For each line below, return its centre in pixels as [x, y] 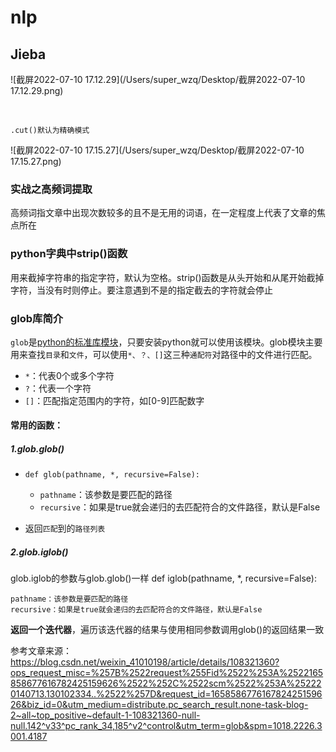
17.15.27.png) [36, 161]
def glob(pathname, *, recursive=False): [112, 475]
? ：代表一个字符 [58, 388]
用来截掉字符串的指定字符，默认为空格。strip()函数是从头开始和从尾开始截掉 [167, 277]
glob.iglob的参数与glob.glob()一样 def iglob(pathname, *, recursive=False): [163, 578]
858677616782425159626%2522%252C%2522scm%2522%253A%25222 [166, 683]
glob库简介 [37, 318]
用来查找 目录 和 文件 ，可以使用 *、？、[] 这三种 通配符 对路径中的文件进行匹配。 [164, 354]
